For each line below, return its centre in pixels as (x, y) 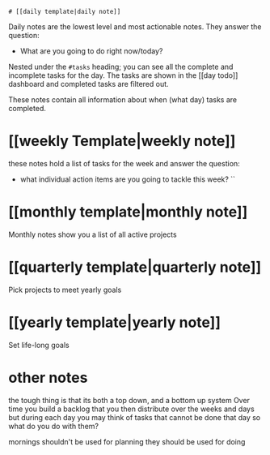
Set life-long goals (39, 345)
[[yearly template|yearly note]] (114, 322)
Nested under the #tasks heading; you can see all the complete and (121, 67)
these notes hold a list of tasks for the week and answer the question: (124, 163)
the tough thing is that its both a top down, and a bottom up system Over (129, 400)
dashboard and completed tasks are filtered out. (89, 84)
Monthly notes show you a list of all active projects (93, 234)
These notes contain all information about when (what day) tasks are (122, 100)
